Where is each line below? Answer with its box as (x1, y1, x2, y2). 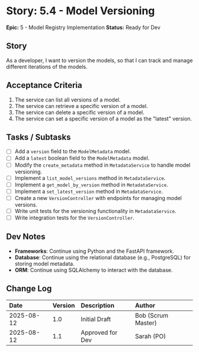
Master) (135, 319, 157, 327)
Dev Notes (6, 232, 46, 242)
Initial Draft (81, 315, 111, 323)
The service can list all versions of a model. (14, 96, 121, 103)
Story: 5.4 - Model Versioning (6, 4, 155, 18)
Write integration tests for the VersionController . (14, 214, 134, 221)
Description (81, 301, 114, 309)
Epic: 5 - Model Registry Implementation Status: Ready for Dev (6, 24, 161, 31)
